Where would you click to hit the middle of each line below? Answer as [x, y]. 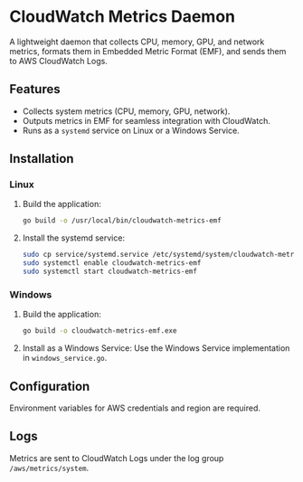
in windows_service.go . [65, 358]
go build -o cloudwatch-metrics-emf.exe [99, 331]
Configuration [50, 386]
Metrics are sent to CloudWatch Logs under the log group [117, 458]
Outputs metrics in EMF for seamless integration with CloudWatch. [147, 120]
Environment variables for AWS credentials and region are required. [135, 408]
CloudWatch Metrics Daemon [122, 17]
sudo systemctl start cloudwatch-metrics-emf [109, 272]
